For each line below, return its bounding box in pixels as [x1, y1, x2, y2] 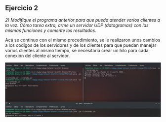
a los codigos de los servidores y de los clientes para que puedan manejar [5, 42, 157, 48]
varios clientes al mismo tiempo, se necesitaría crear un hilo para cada [5, 47, 149, 53]
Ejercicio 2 [5, 4, 39, 12]
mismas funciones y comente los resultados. [5, 27, 96, 33]
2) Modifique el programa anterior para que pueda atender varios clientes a [5, 17, 161, 23]
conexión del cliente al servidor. [5, 53, 70, 59]
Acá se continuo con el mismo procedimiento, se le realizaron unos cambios [5, 37, 161, 43]
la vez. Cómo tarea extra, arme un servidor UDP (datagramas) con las [5, 22, 149, 28]
